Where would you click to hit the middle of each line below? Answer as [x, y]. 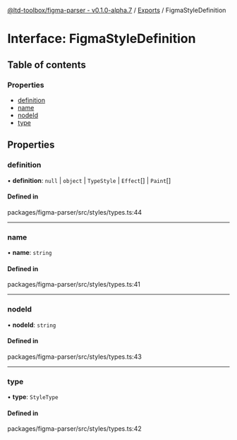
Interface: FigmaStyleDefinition [102, 39]
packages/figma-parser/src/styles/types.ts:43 [75, 357]
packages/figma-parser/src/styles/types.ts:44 [75, 212]
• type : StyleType [33, 397]
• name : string [30, 253]
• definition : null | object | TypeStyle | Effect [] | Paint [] [89, 180]
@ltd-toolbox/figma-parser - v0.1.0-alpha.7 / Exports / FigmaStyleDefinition [117, 10]
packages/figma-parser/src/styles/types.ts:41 [74, 285]
